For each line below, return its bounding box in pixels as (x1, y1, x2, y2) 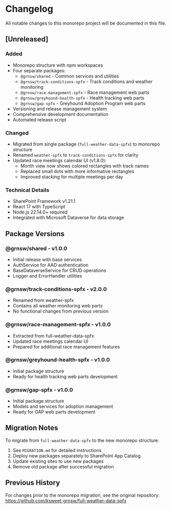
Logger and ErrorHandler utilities (12, 272, 82, 279)
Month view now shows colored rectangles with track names (20, 163, 149, 169)
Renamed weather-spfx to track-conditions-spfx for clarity (12, 152, 139, 158)
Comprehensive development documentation (12, 111, 109, 117)
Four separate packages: (12, 67, 66, 73)
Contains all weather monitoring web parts (12, 303, 103, 309)
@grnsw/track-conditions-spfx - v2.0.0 (5, 285, 107, 292)
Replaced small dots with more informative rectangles (20, 168, 135, 174)
